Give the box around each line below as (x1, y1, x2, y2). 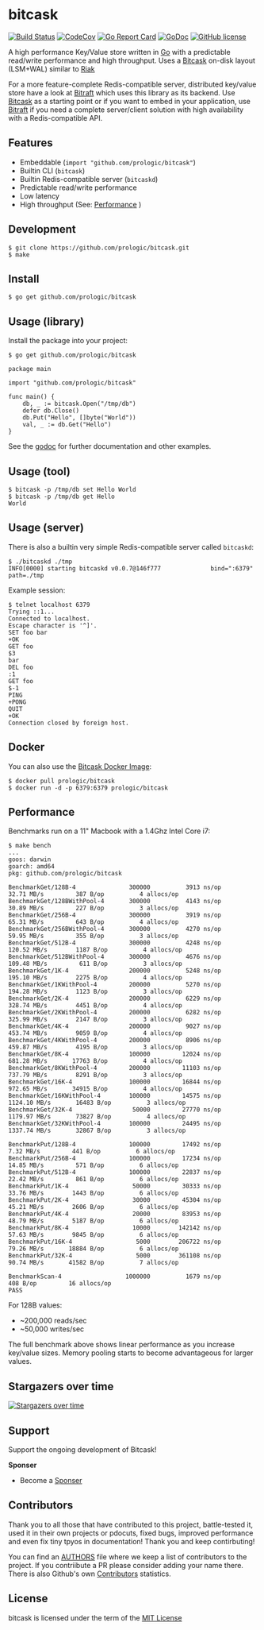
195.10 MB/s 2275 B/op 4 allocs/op (8, 974, 182, 982)
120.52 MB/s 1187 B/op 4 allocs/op (8, 946, 182, 954)
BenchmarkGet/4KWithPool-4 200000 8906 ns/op (8, 1037, 222, 1045)
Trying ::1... (8, 608, 55, 616)
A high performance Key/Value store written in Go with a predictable (8, 47, 231, 56)
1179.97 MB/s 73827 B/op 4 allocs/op (8, 1113, 186, 1121)
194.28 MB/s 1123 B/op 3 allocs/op (8, 987, 182, 996)
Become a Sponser (19, 1476, 82, 1485)
